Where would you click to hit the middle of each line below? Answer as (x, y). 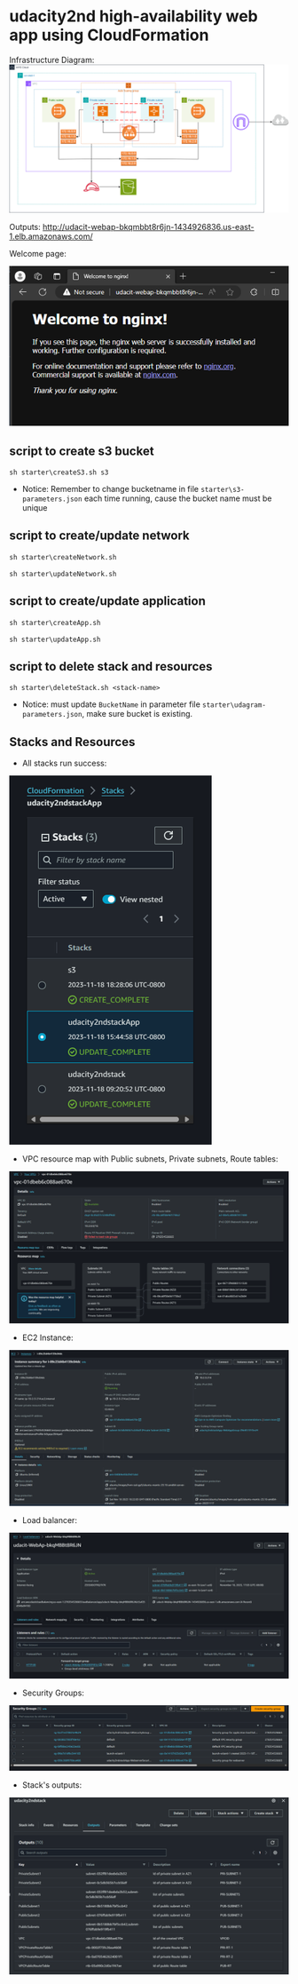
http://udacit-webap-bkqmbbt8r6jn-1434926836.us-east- (149, 226)
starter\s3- (223, 489)
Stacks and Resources (72, 742)
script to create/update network (100, 536)
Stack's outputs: (52, 1785)
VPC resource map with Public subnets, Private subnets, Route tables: (150, 1159)
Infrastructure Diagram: (52, 60)
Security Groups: (53, 1693)
